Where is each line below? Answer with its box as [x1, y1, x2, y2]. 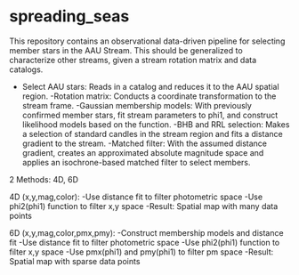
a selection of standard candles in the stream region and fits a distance [21, 128, 283, 139]
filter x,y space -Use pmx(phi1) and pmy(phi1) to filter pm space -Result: [9, 247, 274, 257]
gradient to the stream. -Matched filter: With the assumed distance [21, 138, 268, 149]
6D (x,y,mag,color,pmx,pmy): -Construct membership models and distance [9, 227, 284, 238]
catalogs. [9, 64, 44, 75]
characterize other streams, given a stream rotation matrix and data [9, 54, 257, 65]
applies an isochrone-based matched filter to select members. [21, 157, 251, 167]
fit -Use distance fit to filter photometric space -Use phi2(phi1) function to [9, 237, 280, 247]
